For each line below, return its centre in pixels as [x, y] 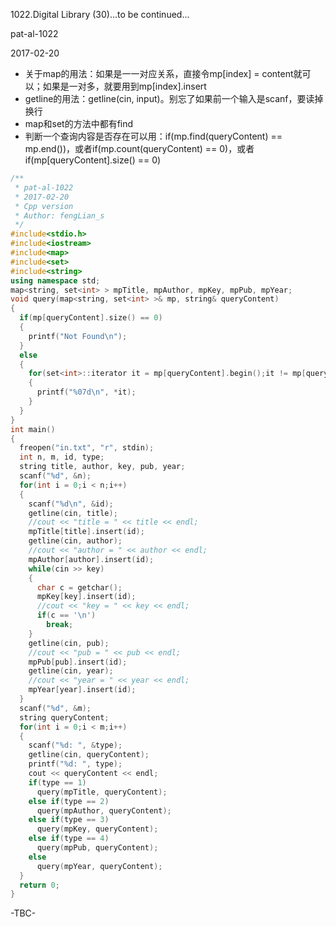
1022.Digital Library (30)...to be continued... [100, 14]
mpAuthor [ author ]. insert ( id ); [91, 559]
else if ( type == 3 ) [69, 820]
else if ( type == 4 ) [69, 839]
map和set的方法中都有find [79, 123]
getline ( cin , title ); [73, 513]
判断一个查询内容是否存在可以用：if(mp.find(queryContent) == [153, 136]
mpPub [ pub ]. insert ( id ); [78, 662]
